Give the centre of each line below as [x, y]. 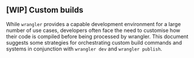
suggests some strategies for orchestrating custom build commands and [94, 42]
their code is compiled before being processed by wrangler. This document [97, 36]
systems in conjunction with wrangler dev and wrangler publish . [84, 49]
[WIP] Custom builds [45, 10]
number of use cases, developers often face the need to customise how [93, 30]
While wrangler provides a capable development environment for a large [93, 24]
